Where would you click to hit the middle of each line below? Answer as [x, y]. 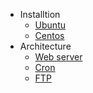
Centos [49, 35]
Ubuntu [50, 25]
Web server [58, 57]
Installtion [40, 14]
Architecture [45, 46]
